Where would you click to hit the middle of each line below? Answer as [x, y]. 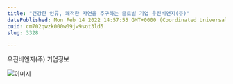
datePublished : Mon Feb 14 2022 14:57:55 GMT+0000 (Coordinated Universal [118, 20]
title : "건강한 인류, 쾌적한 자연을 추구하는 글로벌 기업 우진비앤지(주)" [98, 13]
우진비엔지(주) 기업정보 [38, 59]
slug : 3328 [23, 33]
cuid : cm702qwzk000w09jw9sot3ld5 [55, 26]
